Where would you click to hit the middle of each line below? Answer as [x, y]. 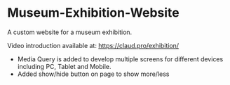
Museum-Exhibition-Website [94, 13]
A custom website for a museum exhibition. [70, 32]
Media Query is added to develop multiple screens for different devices [120, 59]
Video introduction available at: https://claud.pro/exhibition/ [93, 45]
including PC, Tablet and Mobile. [64, 66]
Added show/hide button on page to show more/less [93, 74]
